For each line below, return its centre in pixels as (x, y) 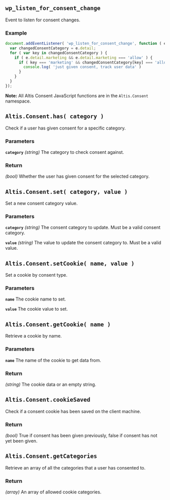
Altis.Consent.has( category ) (55, 116)
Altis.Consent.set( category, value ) (67, 192)
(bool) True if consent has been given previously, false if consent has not (81, 436)
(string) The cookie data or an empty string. (51, 384)
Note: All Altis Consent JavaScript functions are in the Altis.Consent (77, 95)
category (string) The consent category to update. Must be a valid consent (83, 227)
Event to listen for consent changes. (43, 20)
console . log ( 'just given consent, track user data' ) (82, 67)
